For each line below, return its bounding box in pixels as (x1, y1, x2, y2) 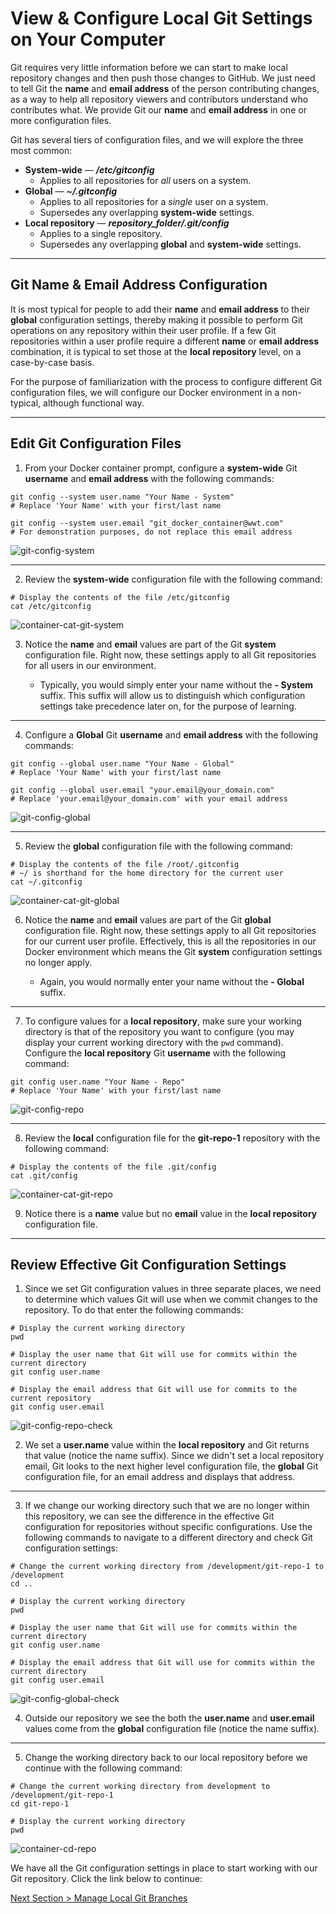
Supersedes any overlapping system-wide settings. (39, 206, 255, 218)
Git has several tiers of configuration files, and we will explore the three (10, 133, 304, 146)
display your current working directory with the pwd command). (24, 1036, 284, 1048)
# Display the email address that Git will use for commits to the (10, 1385, 298, 1395)
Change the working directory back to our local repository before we (24, 1752, 308, 1764)
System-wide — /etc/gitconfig (24, 163, 155, 176)
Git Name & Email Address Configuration (10, 277, 268, 294)
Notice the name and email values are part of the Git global (24, 913, 272, 926)
